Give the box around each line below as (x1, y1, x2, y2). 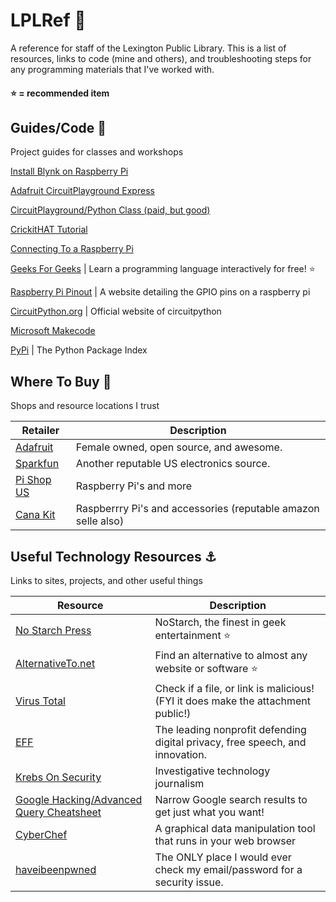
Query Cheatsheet (15, 805, 102, 819)
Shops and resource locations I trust (10, 400, 160, 412)
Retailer (21, 424, 60, 438)
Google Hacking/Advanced (15, 792, 143, 806)
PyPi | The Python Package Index (10, 344, 148, 356)
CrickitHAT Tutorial (10, 224, 88, 236)
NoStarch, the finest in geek (154, 615, 287, 629)
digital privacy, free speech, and (154, 735, 307, 749)
